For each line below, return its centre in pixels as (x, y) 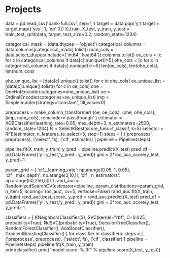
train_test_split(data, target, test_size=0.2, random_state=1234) (71, 34)
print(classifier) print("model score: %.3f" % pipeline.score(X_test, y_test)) (83, 249)
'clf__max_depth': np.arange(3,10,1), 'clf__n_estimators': (63, 175)
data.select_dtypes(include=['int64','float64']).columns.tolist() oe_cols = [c (83, 55)
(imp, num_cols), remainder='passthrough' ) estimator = (64, 117)
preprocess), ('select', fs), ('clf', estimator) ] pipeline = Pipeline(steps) (78, 139)
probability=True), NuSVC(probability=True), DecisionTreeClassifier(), (78, 222)
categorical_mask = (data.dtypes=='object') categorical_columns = (76, 44)
